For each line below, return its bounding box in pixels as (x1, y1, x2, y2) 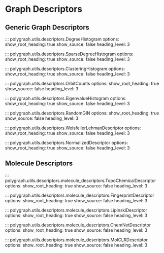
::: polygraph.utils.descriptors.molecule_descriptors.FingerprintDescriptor (5, 192, 154, 198)
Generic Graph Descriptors (5, 23, 90, 32)
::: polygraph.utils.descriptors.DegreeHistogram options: (5, 36, 119, 42)
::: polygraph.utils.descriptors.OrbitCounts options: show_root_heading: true (5, 80, 159, 86)
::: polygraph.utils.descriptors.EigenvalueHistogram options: (5, 95, 127, 101)
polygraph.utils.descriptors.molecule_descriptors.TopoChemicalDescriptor (5, 178, 156, 183)
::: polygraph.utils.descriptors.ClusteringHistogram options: (5, 66, 125, 72)
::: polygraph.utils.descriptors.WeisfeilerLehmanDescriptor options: (5, 125, 141, 131)
